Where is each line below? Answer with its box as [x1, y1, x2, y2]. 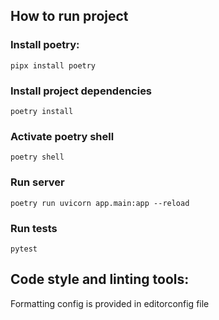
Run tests [10, 221, 58, 235]
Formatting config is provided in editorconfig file [10, 297, 210, 309]
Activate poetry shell [10, 129, 115, 143]
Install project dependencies [10, 84, 153, 98]
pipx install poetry [10, 60, 97, 71]
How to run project [10, 8, 129, 25]
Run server [10, 175, 65, 189]
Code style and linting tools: [10, 271, 190, 288]
